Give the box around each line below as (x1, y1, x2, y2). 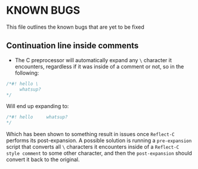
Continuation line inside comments (6, 41, 139, 51)
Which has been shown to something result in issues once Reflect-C (6, 131, 175, 138)
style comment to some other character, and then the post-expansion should (6, 150, 193, 157)
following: (14, 69, 39, 76)
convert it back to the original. (6, 156, 80, 163)
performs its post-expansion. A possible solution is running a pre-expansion (6, 137, 192, 144)
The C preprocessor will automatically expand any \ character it (14, 56, 172, 63)
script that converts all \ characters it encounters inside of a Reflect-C (6, 143, 180, 150)
